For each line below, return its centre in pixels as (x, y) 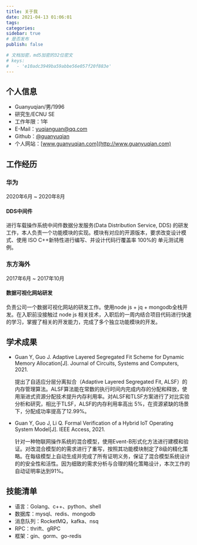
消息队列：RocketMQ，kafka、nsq (56, 521)
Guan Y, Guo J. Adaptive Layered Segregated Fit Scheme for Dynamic (99, 357)
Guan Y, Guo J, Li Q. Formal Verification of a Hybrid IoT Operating (94, 423)
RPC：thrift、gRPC (37, 528)
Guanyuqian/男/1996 (39, 107)
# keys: (16, 61)
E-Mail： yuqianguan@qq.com (51, 129)
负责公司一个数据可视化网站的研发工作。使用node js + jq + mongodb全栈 (94, 307)
